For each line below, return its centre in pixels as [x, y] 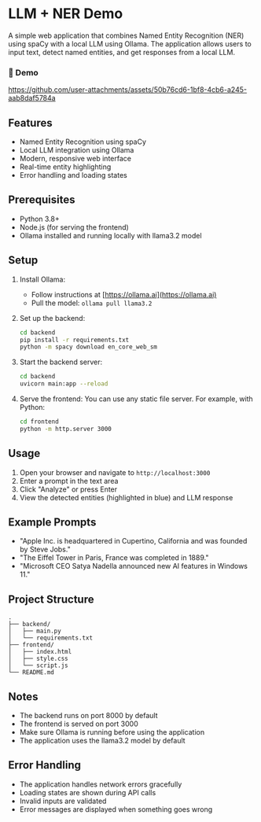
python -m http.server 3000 [65, 429]
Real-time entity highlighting [65, 167]
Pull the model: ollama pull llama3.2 [92, 303]
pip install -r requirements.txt [74, 340]
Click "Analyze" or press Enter [68, 489]
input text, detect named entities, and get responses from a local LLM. [122, 52]
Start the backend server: [61, 362]
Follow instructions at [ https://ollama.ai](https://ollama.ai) [124, 294]
